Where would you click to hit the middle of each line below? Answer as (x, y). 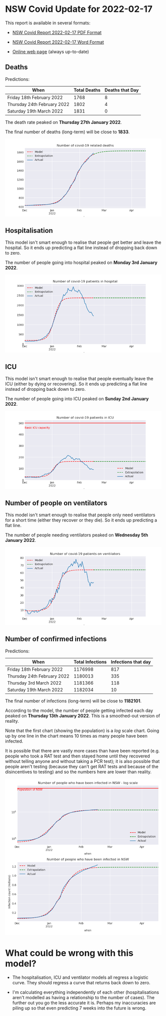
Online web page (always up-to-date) (51, 52)
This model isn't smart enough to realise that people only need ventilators (80, 515)
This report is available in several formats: (48, 23)
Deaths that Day (122, 90)
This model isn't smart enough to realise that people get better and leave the (83, 242)
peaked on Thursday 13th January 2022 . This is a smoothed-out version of (83, 716)
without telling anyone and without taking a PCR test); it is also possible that (83, 761)
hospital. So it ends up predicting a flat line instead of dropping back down (81, 248)
